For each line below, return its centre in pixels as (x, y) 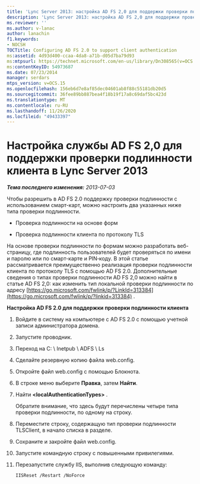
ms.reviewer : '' (27, 23)
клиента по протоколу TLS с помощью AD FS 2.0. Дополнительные (92, 271)
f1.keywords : (23, 39)
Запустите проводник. (44, 337)
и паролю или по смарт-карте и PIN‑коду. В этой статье (77, 259)
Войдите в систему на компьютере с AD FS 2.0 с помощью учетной (101, 319)
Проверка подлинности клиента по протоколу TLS (80, 234)
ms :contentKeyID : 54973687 (40, 67)
